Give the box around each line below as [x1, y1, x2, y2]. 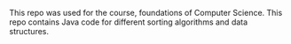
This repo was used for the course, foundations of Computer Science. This [9, 8, 283, 18]
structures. [9, 26, 49, 36]
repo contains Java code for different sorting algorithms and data [9, 17, 248, 27]
